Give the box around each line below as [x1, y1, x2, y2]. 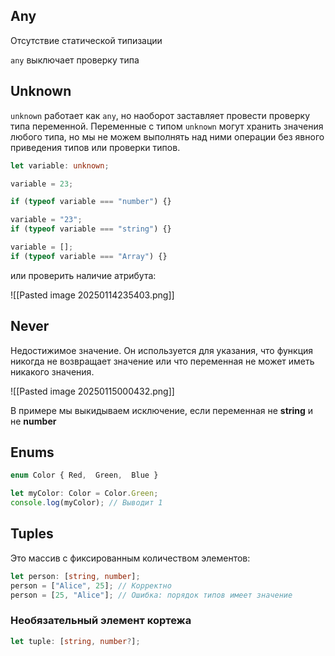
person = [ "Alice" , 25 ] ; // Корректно [10, 580, 172, 591]
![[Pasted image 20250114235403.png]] [10, 289, 175, 301]
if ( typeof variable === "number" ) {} [10, 197, 172, 207]
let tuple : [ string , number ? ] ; [10, 636, 141, 646]
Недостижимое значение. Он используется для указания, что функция [10, 344, 314, 356]
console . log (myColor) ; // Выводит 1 [10, 498, 163, 508]
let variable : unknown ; [10, 160, 110, 171]
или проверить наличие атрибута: [10, 269, 157, 281]
